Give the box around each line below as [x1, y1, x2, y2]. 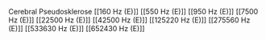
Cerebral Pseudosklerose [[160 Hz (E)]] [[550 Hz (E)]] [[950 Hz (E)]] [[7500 [8, 7, 259, 16]
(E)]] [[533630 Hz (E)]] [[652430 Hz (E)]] [8, 24, 145, 33]
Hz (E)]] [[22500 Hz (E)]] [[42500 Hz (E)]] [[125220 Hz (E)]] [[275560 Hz [8, 15, 251, 25]
